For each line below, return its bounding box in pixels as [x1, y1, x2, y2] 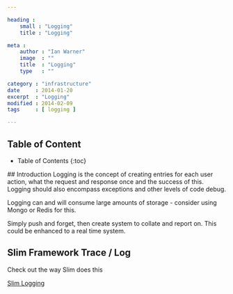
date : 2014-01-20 [7, 86, 73, 94]
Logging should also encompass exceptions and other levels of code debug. [7, 185, 226, 193]
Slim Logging [7, 279, 45, 287]
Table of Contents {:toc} [17, 156, 87, 164]
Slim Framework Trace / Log [7, 247, 131, 258]
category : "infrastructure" [7, 80, 92, 87]
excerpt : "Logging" [7, 93, 70, 100]
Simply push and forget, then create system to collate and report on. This [7, 219, 217, 227]
